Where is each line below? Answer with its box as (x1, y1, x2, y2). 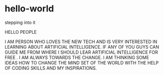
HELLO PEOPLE (4, 29, 37, 35)
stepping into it (4, 19, 35, 25)
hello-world (4, 3, 54, 14)
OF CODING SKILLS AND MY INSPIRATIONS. (4, 65, 97, 71)
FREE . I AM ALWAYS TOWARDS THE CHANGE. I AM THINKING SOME (4, 54, 149, 60)
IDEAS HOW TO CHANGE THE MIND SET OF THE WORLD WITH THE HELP (4, 60, 159, 66)
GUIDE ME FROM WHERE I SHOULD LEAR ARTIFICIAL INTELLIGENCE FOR (4, 49, 158, 55)
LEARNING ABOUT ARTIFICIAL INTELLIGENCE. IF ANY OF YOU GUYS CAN (4, 44, 159, 50)
